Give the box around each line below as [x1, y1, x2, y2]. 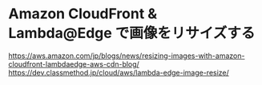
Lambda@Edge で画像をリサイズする [8, 25, 256, 42]
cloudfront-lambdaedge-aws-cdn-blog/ [8, 59, 140, 68]
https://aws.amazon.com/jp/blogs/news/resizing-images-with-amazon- [8, 51, 245, 60]
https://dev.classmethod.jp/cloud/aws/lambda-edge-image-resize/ [8, 68, 230, 77]
